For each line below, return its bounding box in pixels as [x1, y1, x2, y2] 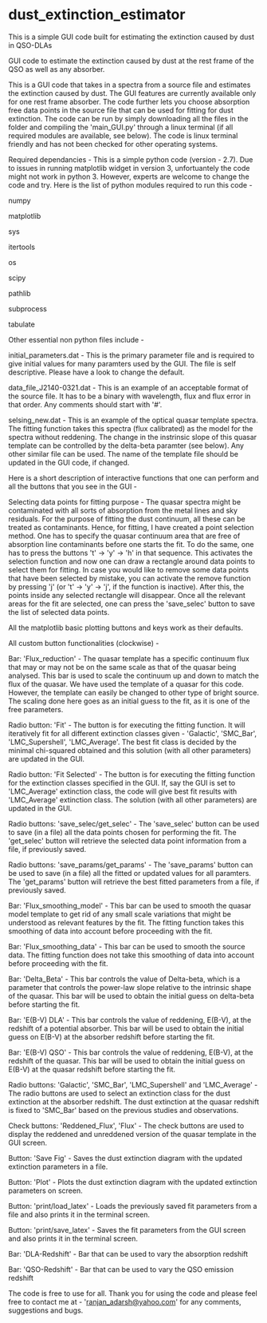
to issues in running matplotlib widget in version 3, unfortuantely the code [8, 163, 250, 172]
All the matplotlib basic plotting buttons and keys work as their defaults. [8, 623, 244, 632]
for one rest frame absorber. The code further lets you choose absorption [8, 97, 250, 106]
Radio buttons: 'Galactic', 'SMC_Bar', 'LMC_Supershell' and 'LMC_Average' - [8, 1079, 258, 1089]
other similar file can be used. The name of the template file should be [8, 449, 239, 458]
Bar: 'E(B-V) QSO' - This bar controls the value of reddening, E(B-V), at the [8, 1048, 253, 1057]
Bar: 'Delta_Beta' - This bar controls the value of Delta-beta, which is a [8, 974, 241, 984]
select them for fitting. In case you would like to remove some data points [8, 564, 249, 574]
